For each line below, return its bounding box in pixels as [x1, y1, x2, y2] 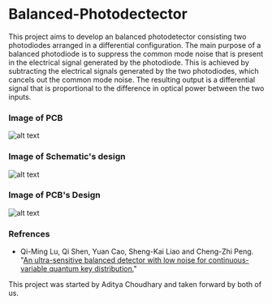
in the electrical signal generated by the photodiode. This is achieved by [8, 58, 250, 67]
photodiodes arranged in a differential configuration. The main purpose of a [8, 40, 261, 49]
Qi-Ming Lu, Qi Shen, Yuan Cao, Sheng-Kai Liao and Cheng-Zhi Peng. [19, 246, 254, 256]
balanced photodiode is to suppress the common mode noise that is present [8, 49, 264, 58]
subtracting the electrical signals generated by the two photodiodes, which [8, 66, 260, 75]
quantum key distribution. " [49, 264, 137, 274]
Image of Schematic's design [8, 151, 126, 162]
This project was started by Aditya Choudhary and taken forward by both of [8, 280, 262, 289]
